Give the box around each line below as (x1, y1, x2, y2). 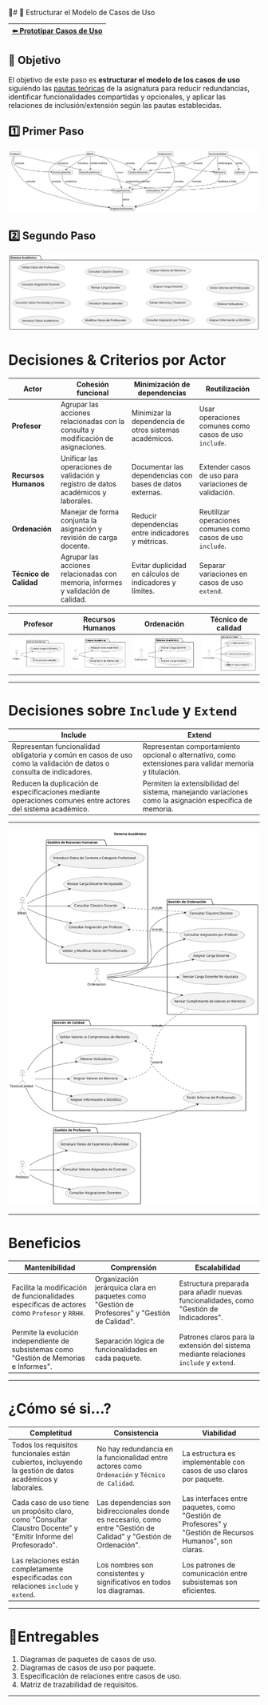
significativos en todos (97, 1577, 171, 1587)
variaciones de (199, 478, 248, 488)
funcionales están (11, 1448, 70, 1458)
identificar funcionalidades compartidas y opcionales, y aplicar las (8, 92, 226, 102)
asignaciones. (60, 442, 106, 452)
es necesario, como (97, 1515, 162, 1524)
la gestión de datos (11, 1465, 74, 1475)
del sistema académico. (11, 804, 89, 814)
